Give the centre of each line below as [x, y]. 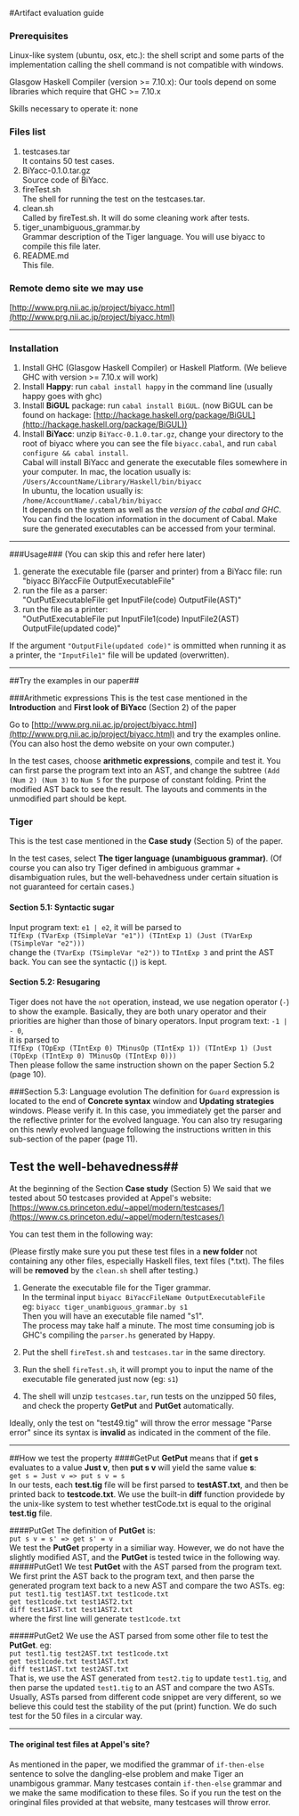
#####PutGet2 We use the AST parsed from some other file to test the [139, 1635]
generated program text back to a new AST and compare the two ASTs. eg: [147, 1585]
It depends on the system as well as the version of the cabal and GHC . [152, 510]
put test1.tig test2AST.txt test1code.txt [89, 1653]
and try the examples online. [229, 734]
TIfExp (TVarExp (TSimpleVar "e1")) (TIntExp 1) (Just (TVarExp [131, 936]
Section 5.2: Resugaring [55, 982]
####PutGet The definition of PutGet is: [82, 1530]
